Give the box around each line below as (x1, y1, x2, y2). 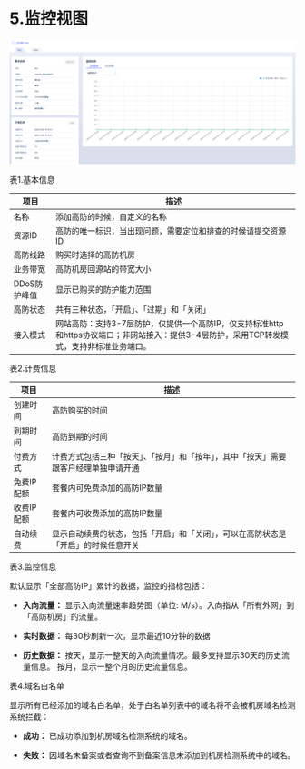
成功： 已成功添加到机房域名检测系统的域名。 (22, 731, 192, 742)
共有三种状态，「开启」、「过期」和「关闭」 (55, 304, 212, 315)
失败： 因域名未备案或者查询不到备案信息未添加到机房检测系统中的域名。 (22, 750, 296, 761)
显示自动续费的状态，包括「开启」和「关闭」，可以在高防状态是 (51, 528, 287, 539)
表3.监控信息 (9, 561, 57, 573)
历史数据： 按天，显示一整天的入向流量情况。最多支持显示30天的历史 (22, 650, 282, 661)
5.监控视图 (9, 8, 89, 29)
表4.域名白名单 (9, 681, 65, 692)
